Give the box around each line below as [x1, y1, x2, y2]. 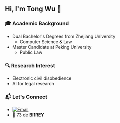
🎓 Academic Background [5, 20, 69, 27]
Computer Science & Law [19, 38, 72, 45]
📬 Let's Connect [5, 93, 47, 100]
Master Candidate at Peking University [12, 44, 92, 50]
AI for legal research [12, 80, 54, 86]
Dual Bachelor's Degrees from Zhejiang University [12, 33, 116, 39]
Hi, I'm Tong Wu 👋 [5, 5, 62, 13]
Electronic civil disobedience [12, 75, 72, 81]
